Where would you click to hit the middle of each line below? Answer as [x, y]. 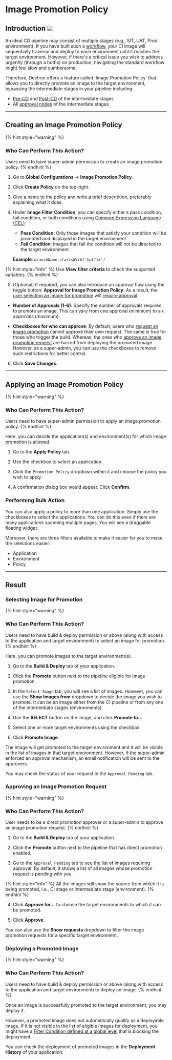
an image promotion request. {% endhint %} [52, 828]
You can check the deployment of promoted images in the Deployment [80, 1047]
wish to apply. [27, 477]
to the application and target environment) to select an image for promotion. [85, 640]
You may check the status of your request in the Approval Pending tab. [80, 773]
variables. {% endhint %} [32, 275]
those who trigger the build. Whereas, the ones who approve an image [87, 337]
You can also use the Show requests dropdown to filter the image [75, 930]
